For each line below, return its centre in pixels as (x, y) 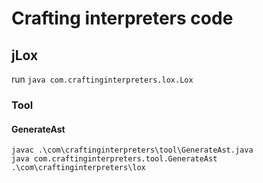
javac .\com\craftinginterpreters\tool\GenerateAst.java (132, 150)
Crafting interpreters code (122, 18)
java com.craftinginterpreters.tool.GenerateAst (114, 159)
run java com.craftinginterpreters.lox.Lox (102, 79)
